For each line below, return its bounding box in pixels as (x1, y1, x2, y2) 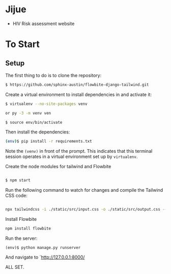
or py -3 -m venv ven (5, 110, 51, 116)
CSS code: (5, 193, 28, 199)
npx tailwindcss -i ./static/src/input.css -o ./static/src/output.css (5, 207, 160, 212)
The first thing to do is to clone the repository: (5, 72, 102, 78)
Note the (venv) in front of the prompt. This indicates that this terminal (5, 148, 153, 154)
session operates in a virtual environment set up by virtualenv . (5, 153, 138, 159)
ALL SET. (5, 264, 24, 270)
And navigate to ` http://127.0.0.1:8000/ (5, 254, 85, 260)
